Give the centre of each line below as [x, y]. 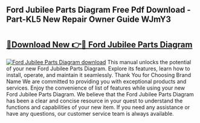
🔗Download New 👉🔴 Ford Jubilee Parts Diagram [99, 45]
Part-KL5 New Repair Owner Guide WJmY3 [89, 20]
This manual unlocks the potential [149, 62]
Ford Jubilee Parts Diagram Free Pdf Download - [99, 10]
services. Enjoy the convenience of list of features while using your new [96, 88]
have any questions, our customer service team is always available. [90, 114]
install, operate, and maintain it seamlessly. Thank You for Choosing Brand [99, 75]
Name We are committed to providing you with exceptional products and [96, 81]
